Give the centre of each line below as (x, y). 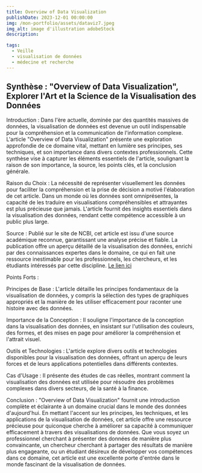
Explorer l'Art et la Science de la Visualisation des (101, 96)
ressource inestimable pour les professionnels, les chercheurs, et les (92, 259)
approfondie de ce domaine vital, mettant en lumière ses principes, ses (94, 146)
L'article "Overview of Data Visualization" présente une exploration (89, 139)
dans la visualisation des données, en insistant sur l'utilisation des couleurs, (100, 327)
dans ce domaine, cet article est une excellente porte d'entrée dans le (93, 458)
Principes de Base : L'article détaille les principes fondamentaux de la (93, 289)
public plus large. (28, 222)
